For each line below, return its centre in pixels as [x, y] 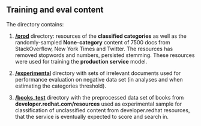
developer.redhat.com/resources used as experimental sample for [98, 104]
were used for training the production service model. [81, 61]
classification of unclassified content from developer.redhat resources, [102, 110]
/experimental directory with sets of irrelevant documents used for [98, 73]
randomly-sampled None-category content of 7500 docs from [92, 42]
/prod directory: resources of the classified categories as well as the [101, 36]
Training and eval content [55, 10]
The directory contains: [35, 24]
